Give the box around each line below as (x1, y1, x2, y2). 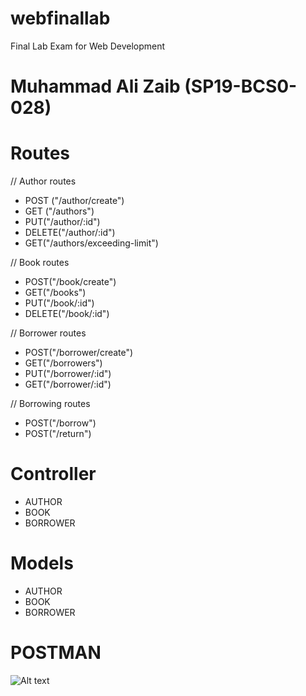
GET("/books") (24, 287, 87, 299)
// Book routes (10, 257, 70, 269)
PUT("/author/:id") (24, 216, 101, 228)
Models (10, 552, 74, 575)
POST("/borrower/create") (24, 347, 134, 359)
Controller (10, 463, 97, 486)
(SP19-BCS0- (184, 75, 298, 98)
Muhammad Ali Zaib (10, 75, 181, 98)
